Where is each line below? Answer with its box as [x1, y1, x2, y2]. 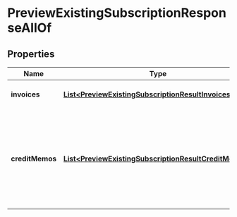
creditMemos [11, 154, 57, 163]
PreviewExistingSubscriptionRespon [7, 5, 227, 21]
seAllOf [7, 20, 52, 36]
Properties [7, 48, 55, 60]
